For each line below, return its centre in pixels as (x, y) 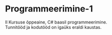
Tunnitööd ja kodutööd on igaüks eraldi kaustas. (53, 27)
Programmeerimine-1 (49, 9)
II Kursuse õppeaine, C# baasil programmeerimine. (56, 22)
